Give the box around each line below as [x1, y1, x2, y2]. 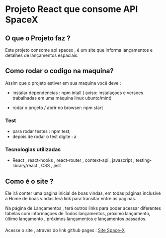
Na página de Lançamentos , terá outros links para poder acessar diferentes [5, 205, 162, 211]
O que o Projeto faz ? [5, 34, 71, 42]
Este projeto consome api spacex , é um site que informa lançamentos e [5, 47, 153, 53]
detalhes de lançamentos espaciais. [5, 52, 79, 58]
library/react [12, 163, 38, 169]
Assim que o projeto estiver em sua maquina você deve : [5, 80, 121, 86]
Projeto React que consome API [5, 3, 138, 15]
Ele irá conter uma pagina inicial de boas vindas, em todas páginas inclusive [5, 190, 161, 196]
